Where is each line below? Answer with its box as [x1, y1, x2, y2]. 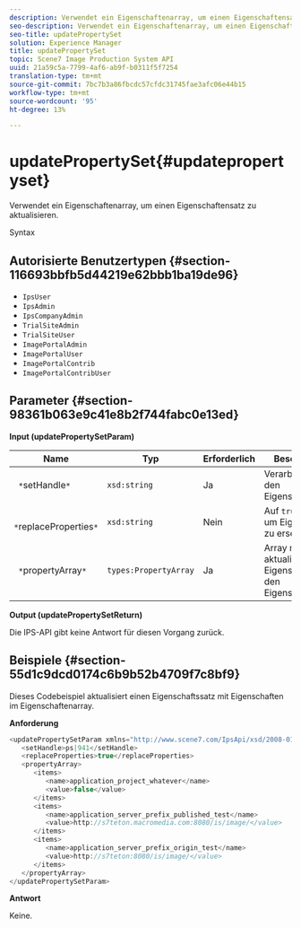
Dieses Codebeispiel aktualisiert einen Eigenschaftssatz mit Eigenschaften [9, 690, 284, 701]
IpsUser [21, 293, 51, 302]
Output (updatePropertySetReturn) [9, 609, 143, 620]
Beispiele [9, 652, 63, 669]
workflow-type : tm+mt [9, 88, 90, 97]
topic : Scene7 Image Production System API [9, 55, 175, 64]
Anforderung [9, 717, 59, 728]
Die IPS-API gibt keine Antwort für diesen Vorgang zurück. [9, 626, 225, 637]
